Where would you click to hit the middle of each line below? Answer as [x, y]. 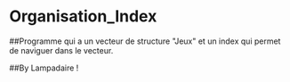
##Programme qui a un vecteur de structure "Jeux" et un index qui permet [145, 41]
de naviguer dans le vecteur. [61, 50]
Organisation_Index [83, 16]
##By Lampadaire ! [44, 68]
